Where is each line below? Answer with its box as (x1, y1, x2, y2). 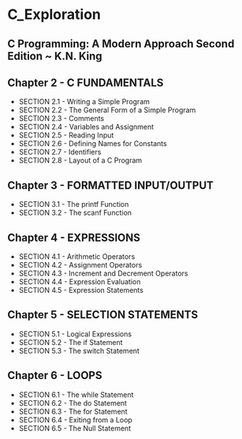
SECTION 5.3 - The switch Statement (18, 346, 140, 355)
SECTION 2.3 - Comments (18, 114, 104, 123)
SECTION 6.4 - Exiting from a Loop (18, 415, 133, 424)
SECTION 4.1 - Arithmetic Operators (18, 252, 136, 261)
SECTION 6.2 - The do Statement (18, 398, 128, 407)
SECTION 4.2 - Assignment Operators (18, 261, 143, 270)
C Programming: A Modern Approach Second (7, 37, 235, 51)
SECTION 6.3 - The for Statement (18, 407, 128, 416)
